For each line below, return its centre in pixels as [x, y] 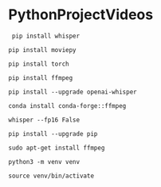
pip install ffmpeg [41, 78]
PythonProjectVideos [81, 15]
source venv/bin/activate [51, 176]
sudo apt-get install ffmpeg [57, 148]
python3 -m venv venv [44, 161]
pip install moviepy [43, 50]
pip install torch [39, 64]
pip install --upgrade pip [53, 133]
